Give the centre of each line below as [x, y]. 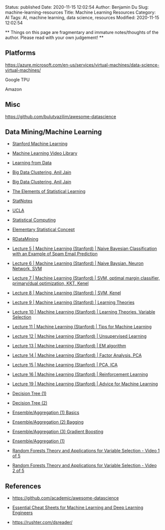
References [23, 486]
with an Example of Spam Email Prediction [55, 254]
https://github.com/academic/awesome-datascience [66, 498]
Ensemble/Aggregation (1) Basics [46, 412]
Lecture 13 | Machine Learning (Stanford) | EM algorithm [69, 346]
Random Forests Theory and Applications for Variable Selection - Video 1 [86, 451]
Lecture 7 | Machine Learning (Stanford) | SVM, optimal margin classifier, [86, 278]
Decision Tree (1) [29, 394]
